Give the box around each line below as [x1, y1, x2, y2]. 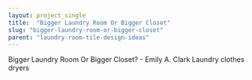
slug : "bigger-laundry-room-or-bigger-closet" [8, 26, 164, 34]
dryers [8, 64, 30, 73]
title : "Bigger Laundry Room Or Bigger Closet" [8, 19, 171, 27]
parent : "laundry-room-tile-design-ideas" [8, 33, 150, 42]
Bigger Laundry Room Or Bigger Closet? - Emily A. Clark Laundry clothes [8, 55, 245, 64]
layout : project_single [8, 11, 87, 20]
